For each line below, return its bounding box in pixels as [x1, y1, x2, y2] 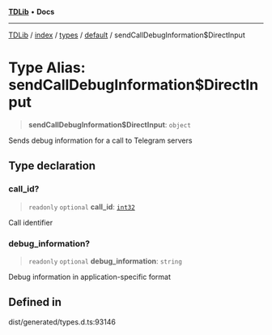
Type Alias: [8, 58, 87, 77]
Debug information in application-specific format [8, 272, 172, 281]
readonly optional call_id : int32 [28, 202, 135, 212]
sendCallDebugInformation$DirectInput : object [28, 119, 192, 129]
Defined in [8, 295, 62, 309]
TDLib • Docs [8, 7, 55, 16]
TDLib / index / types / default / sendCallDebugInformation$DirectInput [8, 30, 245, 40]
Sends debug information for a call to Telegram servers [8, 135, 193, 145]
